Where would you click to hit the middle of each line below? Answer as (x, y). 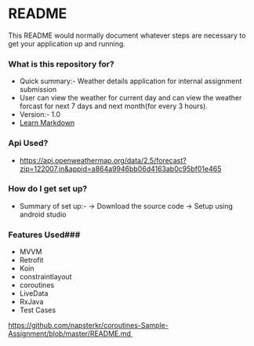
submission (38, 89)
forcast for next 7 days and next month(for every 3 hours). (113, 106)
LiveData (34, 293)
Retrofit (31, 260)
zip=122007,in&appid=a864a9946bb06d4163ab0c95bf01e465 (120, 169)
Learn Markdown (47, 123)
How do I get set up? (48, 189)
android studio (43, 214)
